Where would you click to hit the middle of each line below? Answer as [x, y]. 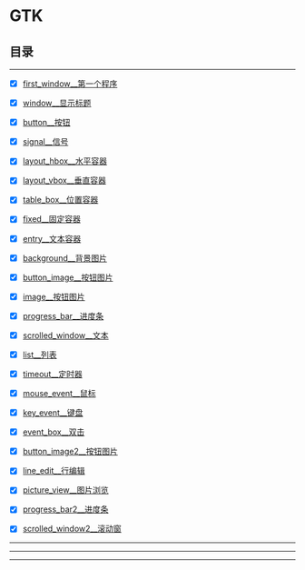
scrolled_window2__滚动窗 [72, 529]
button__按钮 [46, 123]
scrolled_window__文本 [65, 335]
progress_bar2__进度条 [65, 509]
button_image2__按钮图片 [70, 452]
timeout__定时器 [53, 374]
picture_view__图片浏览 [65, 490]
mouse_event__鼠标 [59, 393]
